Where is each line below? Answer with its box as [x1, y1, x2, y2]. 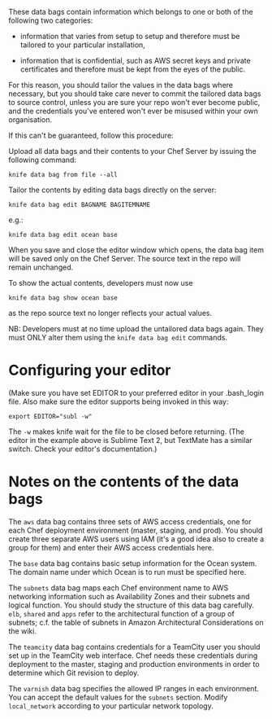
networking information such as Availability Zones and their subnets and [8, 591, 250, 601]
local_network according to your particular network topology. [8, 700, 214, 711]
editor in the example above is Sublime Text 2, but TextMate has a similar [8, 435, 253, 445]
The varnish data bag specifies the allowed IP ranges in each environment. [8, 683, 260, 693]
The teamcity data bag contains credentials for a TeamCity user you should [8, 642, 261, 651]
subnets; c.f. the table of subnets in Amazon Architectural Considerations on [8, 617, 264, 627]
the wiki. [8, 626, 37, 636]
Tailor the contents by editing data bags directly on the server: [8, 185, 217, 195]
